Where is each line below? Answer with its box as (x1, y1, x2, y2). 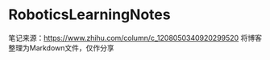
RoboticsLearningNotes (8, 6, 171, 24)
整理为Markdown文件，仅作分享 (8, 42, 114, 53)
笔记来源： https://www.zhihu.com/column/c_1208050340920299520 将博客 (8, 33, 262, 42)
